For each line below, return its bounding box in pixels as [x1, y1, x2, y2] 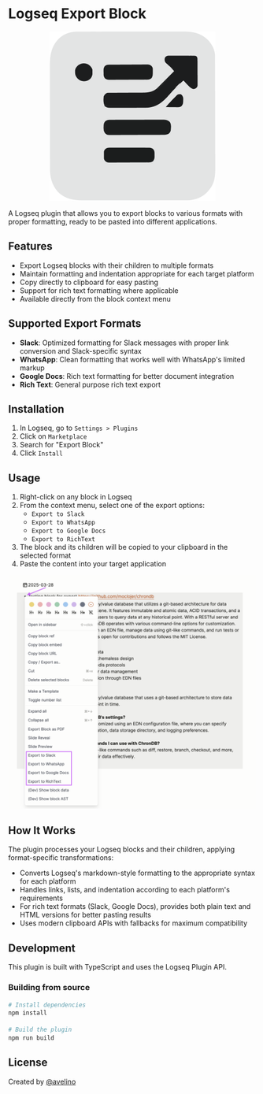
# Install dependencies [8, 1001, 87, 1009]
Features [8, 239, 53, 253]
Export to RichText [31, 536, 96, 543]
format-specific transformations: [8, 853, 114, 862]
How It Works [8, 824, 76, 837]
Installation [8, 402, 65, 416]
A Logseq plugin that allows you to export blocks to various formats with [8, 208, 243, 217]
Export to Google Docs [31, 527, 106, 536]
